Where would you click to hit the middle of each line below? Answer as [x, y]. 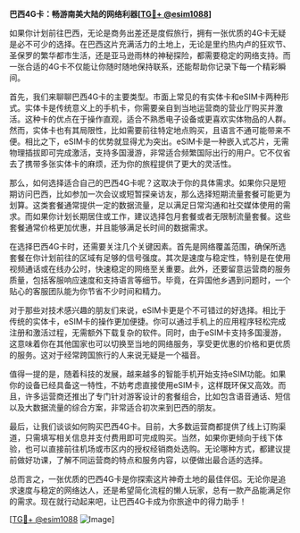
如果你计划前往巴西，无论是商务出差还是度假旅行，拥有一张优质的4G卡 [140, 33]
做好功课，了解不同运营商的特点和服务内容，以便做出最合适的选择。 [142, 460]
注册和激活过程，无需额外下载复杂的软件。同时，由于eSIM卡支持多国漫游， [148, 333]
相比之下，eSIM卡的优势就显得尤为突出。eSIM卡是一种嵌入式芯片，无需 [157, 141]
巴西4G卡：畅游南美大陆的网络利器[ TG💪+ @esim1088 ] [111, 14]
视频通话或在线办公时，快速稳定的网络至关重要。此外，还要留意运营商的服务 [150, 269]
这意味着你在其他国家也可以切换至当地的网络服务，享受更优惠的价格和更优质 [150, 344]
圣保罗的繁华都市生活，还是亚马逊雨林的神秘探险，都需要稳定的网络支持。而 [150, 55]
